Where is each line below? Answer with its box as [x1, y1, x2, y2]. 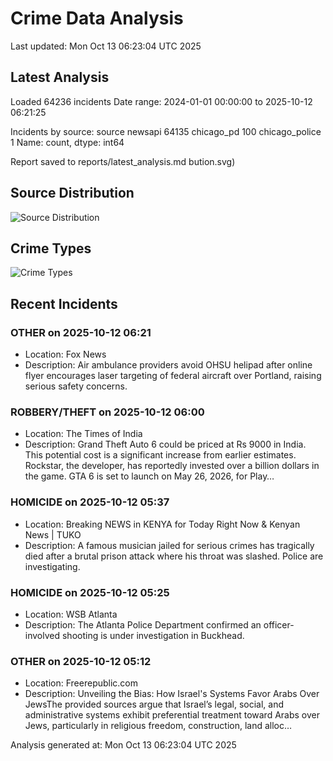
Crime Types [10, 240, 92, 257]
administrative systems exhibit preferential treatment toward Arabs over [24, 709, 320, 721]
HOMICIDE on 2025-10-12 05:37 [10, 495, 170, 509]
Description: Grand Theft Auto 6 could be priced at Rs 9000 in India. [24, 438, 307, 451]
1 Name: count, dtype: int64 [10, 136, 125, 148]
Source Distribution [10, 185, 135, 202]
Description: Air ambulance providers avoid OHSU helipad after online [24, 359, 313, 371]
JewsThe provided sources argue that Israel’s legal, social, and [24, 698, 285, 711]
